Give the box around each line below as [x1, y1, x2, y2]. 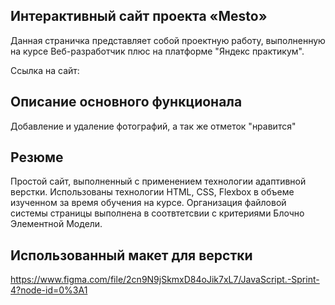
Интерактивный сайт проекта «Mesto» [10, 8, 268, 25]
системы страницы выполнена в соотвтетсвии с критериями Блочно [10, 207, 305, 219]
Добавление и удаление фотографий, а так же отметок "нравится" [10, 120, 297, 132]
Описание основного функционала [10, 94, 243, 111]
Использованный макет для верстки [10, 247, 253, 264]
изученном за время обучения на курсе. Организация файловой [10, 197, 287, 209]
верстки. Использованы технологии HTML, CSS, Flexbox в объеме [10, 186, 295, 198]
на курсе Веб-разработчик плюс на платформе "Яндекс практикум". [10, 45, 305, 57]
